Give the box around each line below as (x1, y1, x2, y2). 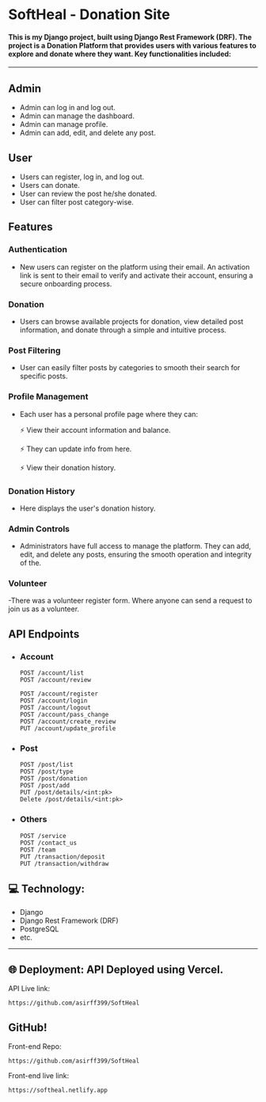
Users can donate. (19, 181, 81, 190)
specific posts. (19, 371, 69, 381)
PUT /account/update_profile (19, 725, 116, 733)
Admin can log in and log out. (19, 103, 116, 113)
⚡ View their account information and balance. (19, 425, 172, 434)
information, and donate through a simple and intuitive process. (19, 325, 227, 335)
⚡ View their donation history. (19, 462, 116, 473)
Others (19, 814, 47, 825)
